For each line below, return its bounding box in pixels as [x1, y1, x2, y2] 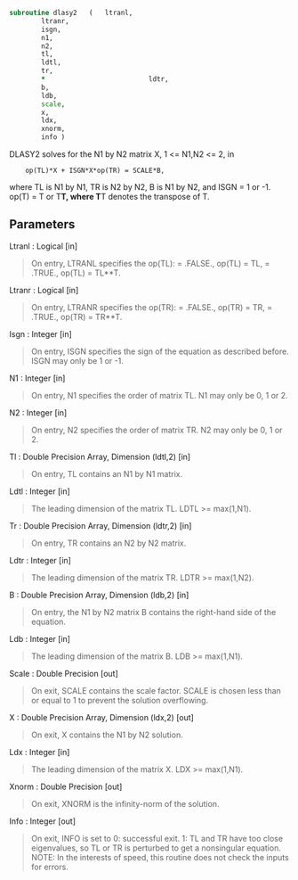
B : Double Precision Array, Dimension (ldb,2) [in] [9, 589, 189, 600]
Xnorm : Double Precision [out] [9, 781, 123, 792]
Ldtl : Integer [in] [9, 486, 71, 497]
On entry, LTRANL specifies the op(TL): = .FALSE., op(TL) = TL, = [30, 258, 270, 268]
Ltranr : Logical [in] [9, 284, 79, 295]
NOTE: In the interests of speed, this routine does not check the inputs [30, 851, 289, 862]
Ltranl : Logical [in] [9, 241, 78, 251]
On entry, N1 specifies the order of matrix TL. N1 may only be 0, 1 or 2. [30, 390, 288, 400]
